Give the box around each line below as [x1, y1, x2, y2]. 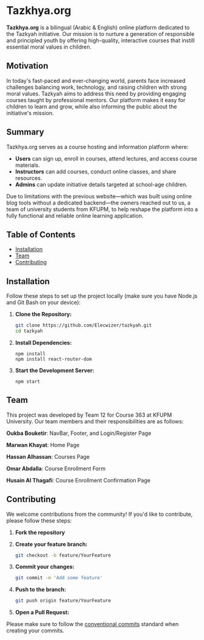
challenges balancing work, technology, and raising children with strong [6, 83, 187, 91]
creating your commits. [6, 627, 65, 635]
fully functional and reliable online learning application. [6, 212, 144, 219]
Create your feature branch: [15, 540, 88, 548]
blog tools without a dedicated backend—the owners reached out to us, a [6, 199, 191, 206]
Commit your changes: [15, 563, 75, 571]
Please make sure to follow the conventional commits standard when [6, 621, 179, 628]
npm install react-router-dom [15, 356, 93, 362]
